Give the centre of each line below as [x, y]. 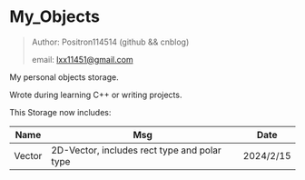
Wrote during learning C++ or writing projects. [96, 95]
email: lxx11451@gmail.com [82, 59]
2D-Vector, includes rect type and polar [137, 150]
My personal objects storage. [64, 77]
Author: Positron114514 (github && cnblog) [110, 42]
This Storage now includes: [60, 112]
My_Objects [54, 17]
